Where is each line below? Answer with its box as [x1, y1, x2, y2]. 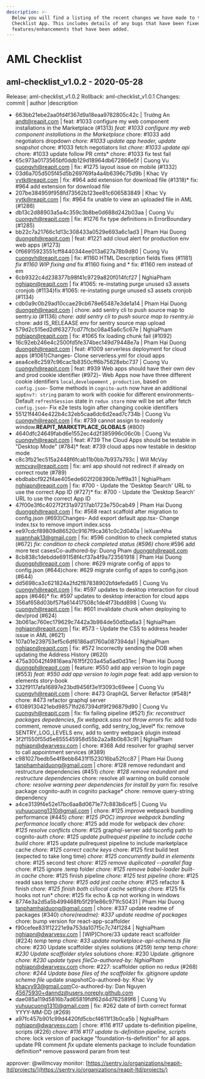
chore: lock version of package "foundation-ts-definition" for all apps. [15, 1035, 191, 1042]
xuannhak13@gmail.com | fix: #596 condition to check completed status [15, 534, 197, 542]
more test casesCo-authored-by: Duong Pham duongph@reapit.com [15, 547, 188, 554]
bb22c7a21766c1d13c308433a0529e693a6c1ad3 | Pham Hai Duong [15, 228, 187, 236]
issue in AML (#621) [15, 632, 66, 639]
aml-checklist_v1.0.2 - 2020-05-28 [6, 77, 143, 87]
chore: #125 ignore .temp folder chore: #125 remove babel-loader [15, 865, 180, 873]
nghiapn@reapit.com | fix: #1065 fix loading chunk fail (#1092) [15, 332, 172, 340]
